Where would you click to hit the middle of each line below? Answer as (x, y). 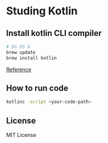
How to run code (37, 88)
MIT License (21, 135)
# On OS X (18, 47)
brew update (21, 52)
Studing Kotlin (42, 11)
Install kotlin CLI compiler (54, 33)
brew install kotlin (32, 58)
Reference (19, 69)
